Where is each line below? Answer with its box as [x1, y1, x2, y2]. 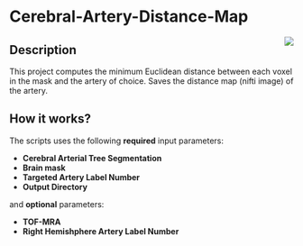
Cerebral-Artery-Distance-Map [9, 6, 249, 27]
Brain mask [22, 162, 66, 173]
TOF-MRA [22, 216, 61, 227]
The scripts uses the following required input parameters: [9, 135, 224, 146]
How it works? [9, 111, 92, 127]
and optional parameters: [9, 198, 105, 209]
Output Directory [22, 181, 88, 192]
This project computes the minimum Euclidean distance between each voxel [9, 66, 293, 77]
